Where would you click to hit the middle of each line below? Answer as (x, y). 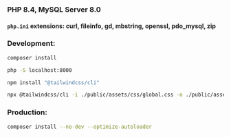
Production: (27, 112)
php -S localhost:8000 (40, 70)
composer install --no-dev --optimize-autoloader (80, 127)
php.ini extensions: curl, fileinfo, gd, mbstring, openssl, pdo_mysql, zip (112, 26)
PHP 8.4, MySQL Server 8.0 (54, 10)
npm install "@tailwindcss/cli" (53, 83)
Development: (31, 44)
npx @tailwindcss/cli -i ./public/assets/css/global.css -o (95, 95)
